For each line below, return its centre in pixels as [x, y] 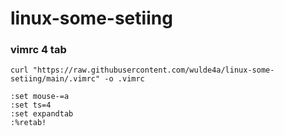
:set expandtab [42, 114]
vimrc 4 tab [38, 50]
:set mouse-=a [40, 97]
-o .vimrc [124, 79]
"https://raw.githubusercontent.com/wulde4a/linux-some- [153, 70]
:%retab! [28, 123]
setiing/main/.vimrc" [55, 79]
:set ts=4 [31, 105]
